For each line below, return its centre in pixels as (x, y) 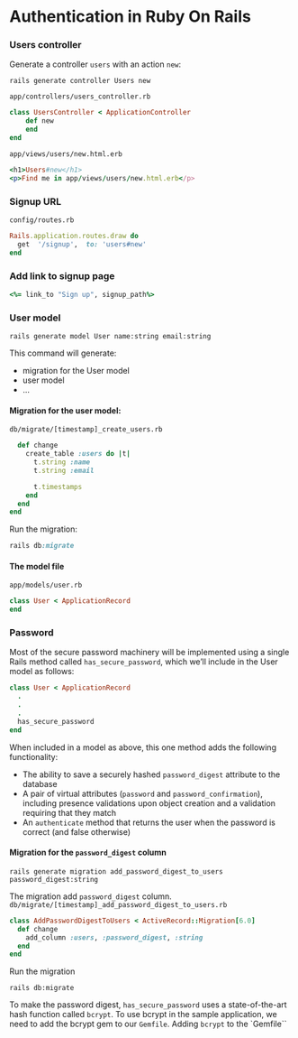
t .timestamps (58, 487)
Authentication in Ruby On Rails (131, 17)
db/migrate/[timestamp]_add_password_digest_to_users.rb (118, 904)
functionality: (34, 756)
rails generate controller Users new (80, 81)
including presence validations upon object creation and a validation (149, 803)
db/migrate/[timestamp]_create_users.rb (86, 430)
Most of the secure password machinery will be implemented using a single (149, 653)
